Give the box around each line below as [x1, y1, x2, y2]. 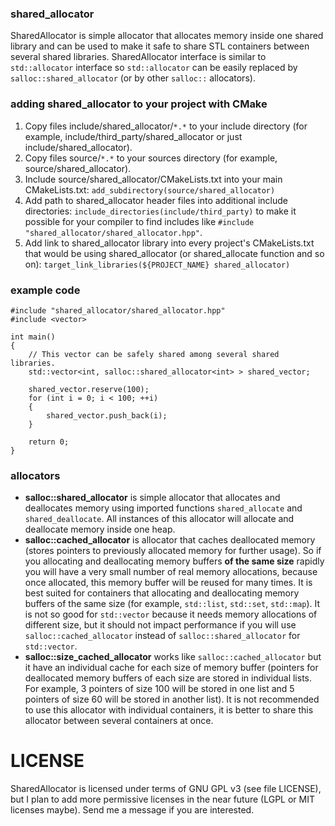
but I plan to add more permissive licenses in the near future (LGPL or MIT [10, 793, 316, 806]
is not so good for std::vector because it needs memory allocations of [24, 608, 318, 621]
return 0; [28, 437, 70, 447]
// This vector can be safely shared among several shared [28, 349, 280, 359]
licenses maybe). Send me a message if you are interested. [10, 804, 255, 816]
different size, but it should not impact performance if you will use [24, 619, 297, 631]
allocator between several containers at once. [24, 715, 214, 727]
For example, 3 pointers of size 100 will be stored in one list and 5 [24, 683, 295, 695]
